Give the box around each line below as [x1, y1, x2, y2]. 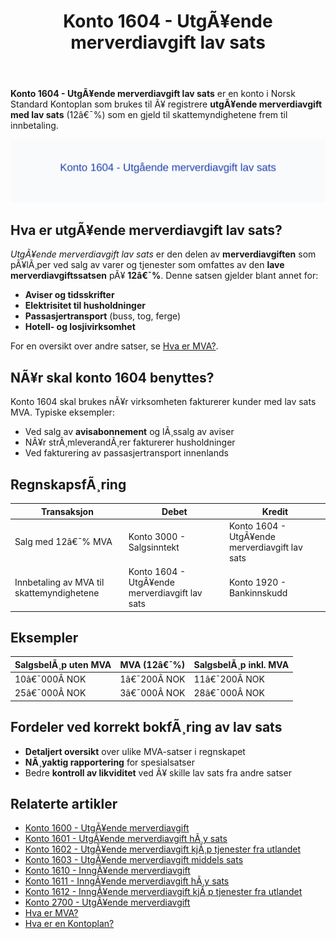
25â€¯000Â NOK [14, 687, 87, 699]
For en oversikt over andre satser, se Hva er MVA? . [10, 340, 219, 352]
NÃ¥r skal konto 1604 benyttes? [10, 369, 215, 386]
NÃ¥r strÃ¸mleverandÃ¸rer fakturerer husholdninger [24, 436, 236, 449]
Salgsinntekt [128, 541, 180, 553]
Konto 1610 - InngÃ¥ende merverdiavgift [24, 865, 191, 877]
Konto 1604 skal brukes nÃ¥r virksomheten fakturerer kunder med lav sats [10, 396, 317, 408]
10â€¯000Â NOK [14, 673, 87, 685]
